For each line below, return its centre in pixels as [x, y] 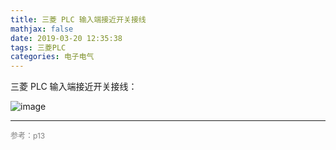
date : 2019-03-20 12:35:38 [66, 38]
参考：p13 [28, 136]
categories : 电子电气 [52, 57]
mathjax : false [42, 29]
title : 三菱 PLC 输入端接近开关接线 [78, 19]
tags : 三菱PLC [38, 47]
